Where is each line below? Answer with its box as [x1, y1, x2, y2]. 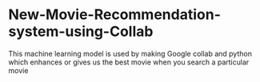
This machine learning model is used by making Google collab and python [8, 49, 252, 58]
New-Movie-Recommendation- [8, 6, 222, 24]
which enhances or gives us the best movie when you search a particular [8, 57, 250, 67]
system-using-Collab [8, 22, 154, 41]
